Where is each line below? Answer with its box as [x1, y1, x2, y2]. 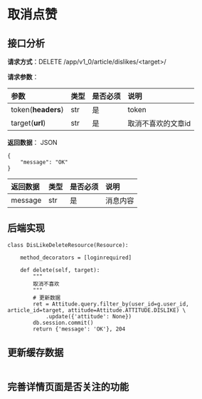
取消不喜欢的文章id [127, 118, 191, 128]
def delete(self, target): [20, 266, 100, 273]
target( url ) [11, 118, 46, 128]
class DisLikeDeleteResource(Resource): [7, 241, 129, 248]
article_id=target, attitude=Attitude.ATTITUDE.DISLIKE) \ [7, 306, 186, 314]
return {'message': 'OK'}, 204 [33, 325, 126, 333]
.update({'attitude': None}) [45, 313, 132, 320]
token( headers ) [11, 105, 64, 114]
